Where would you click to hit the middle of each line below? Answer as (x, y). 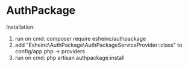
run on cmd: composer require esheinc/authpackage (80, 38)
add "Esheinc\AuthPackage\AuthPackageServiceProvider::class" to (99, 45)
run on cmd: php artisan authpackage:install (70, 57)
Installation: (20, 27)
